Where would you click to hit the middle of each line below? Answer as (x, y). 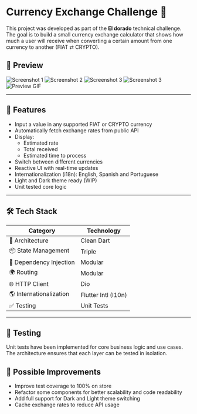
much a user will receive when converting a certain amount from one (89, 41)
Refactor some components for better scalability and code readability (98, 392)
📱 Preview (25, 66)
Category (42, 231)
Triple (89, 251)
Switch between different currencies (59, 162)
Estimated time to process (55, 155)
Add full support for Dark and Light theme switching (77, 398)
